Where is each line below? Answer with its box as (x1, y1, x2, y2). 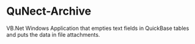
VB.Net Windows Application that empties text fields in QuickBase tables (6, 24, 189, 32)
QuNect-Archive (6, 4, 92, 18)
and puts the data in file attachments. (6, 31, 100, 38)
